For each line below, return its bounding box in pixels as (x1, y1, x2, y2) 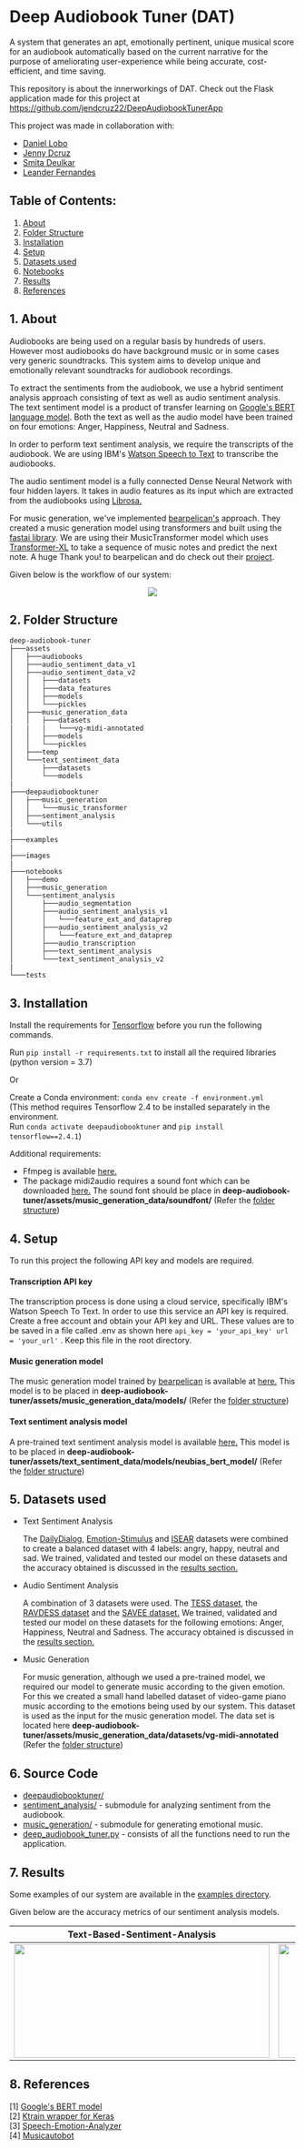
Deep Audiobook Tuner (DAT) (9, 6, 235, 27)
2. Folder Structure (9, 612, 118, 627)
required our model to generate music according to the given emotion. (22, 1681, 286, 1692)
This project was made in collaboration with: (9, 120, 175, 131)
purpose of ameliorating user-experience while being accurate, (9, 56, 246, 66)
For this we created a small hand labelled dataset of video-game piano (22, 1691, 287, 1702)
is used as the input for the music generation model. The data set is (22, 1710, 275, 1721)
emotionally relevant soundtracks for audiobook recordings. (9, 364, 233, 375)
